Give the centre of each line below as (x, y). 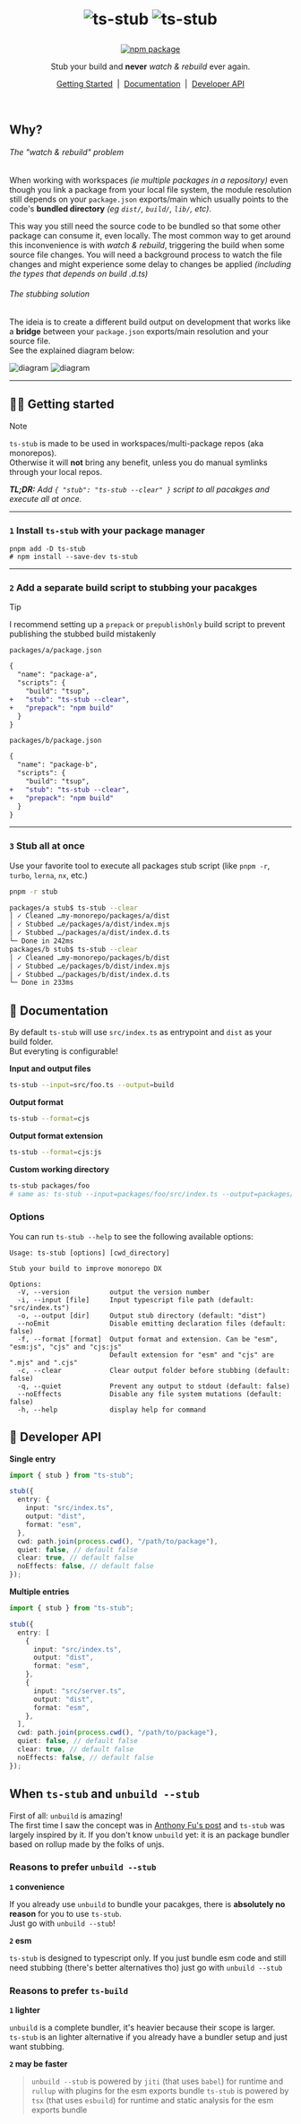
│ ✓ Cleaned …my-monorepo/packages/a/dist (90, 916)
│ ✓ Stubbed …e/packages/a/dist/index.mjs (90, 924)
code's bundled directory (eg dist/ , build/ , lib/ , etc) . (111, 208)
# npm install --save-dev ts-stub (74, 557)
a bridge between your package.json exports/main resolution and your (139, 331)
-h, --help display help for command (112, 1410)
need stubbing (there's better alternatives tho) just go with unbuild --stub (146, 1967)
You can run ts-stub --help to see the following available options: (131, 1236)
